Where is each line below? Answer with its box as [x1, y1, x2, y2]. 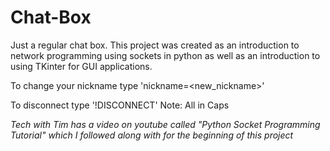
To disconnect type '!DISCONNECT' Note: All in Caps [10, 99, 230, 111]
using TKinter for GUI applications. [10, 60, 153, 72]
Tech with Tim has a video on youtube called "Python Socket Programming [10, 118, 321, 130]
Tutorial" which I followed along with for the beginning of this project [10, 129, 294, 141]
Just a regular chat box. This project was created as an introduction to [10, 39, 300, 51]
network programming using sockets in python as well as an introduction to [10, 49, 321, 61]
